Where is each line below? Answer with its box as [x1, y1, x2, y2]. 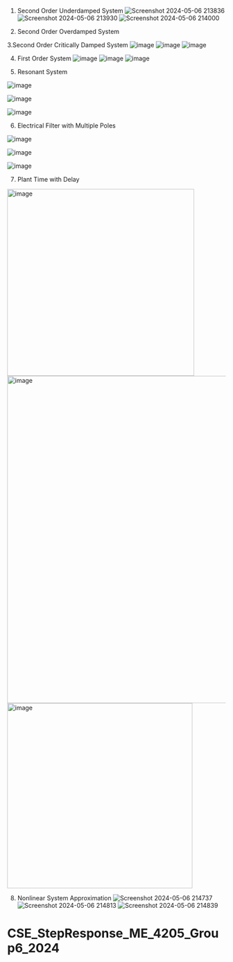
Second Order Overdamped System [17, 28, 120, 35]
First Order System [17, 54, 71, 62]
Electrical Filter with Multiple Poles [17, 121, 116, 130]
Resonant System [17, 68, 68, 76]
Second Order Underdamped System [17, 7, 123, 15]
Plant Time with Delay [17, 175, 80, 183]
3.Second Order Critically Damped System [7, 41, 128, 49]
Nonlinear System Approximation [17, 894, 112, 902]
